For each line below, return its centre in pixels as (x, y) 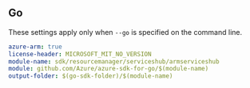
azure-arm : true (35, 47)
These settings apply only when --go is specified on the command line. (125, 32)
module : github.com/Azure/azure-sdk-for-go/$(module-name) (109, 69)
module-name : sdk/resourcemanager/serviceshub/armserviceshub (114, 61)
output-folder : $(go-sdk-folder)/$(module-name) (91, 76)
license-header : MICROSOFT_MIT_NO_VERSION (80, 54)
